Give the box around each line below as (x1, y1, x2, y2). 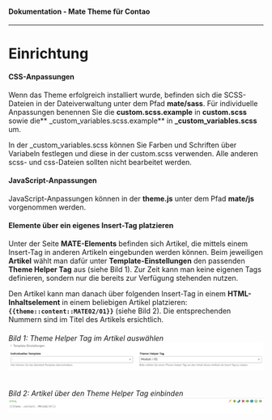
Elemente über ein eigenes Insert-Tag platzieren (8, 221, 174, 231)
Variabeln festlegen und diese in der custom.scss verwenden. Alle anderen (8, 148, 258, 158)
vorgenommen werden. (8, 202, 87, 212)
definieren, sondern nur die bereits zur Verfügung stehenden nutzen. (8, 274, 239, 282)
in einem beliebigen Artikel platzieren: (62, 298, 188, 307)
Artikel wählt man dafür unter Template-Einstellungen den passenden (8, 256, 245, 265)
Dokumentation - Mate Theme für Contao (8, 6, 151, 16)
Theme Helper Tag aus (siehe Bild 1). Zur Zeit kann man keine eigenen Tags (8, 265, 261, 274)
